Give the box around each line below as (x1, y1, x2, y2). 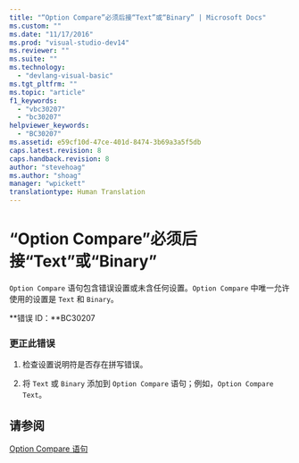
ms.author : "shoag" (9, 171, 82, 180)
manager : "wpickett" (9, 180, 87, 189)
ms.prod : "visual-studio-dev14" (9, 38, 129, 47)
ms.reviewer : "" (9, 46, 70, 55)
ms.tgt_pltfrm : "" (9, 80, 78, 88)
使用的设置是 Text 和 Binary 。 (9, 293, 119, 304)
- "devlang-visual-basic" (17, 72, 114, 80)
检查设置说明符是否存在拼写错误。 (21, 359, 148, 370)
